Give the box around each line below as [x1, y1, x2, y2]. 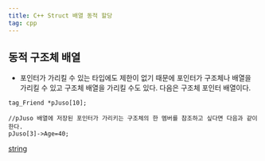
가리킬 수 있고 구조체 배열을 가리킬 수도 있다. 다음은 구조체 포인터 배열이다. [19, 83, 251, 92]
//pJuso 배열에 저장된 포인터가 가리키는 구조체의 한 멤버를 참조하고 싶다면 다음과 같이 [8, 115, 258, 123]
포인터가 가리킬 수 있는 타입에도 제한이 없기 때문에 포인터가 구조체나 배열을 [19, 73, 252, 83]
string [8, 144, 28, 154]
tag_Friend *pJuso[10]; [8, 99, 88, 108]
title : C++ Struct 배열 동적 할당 [8, 11, 113, 20]
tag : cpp [8, 19, 37, 27]
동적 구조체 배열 [8, 50, 81, 64]
